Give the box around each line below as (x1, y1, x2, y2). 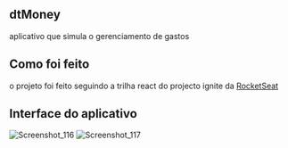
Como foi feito (9, 57, 90, 72)
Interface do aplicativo (9, 106, 138, 121)
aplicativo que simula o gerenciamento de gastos (9, 30, 190, 41)
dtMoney (9, 7, 61, 22)
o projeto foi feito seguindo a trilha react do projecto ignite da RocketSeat (9, 80, 279, 91)
